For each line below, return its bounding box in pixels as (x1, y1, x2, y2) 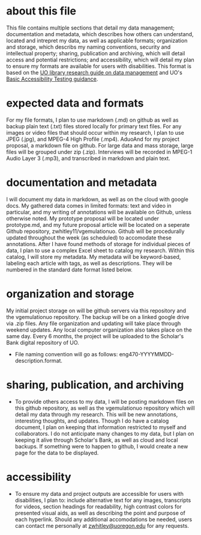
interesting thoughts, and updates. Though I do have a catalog (14, 417, 169, 424)
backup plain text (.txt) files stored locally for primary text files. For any (6, 122, 182, 130)
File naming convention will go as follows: (14, 350, 118, 357)
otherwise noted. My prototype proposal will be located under (6, 215, 159, 222)
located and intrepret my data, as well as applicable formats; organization (6, 37, 188, 44)
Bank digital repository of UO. (6, 339, 79, 346)
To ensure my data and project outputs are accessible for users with (14, 490, 184, 497)
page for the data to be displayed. (14, 449, 99, 456)
